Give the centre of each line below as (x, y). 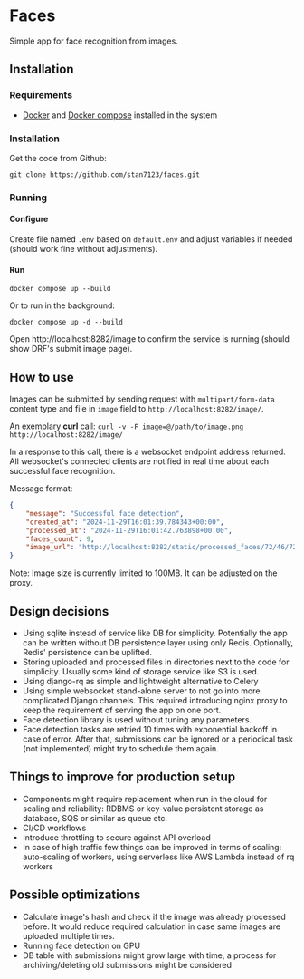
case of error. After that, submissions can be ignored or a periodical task (158, 739)
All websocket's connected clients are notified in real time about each (139, 461)
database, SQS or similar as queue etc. (95, 818)
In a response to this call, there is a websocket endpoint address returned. (148, 452)
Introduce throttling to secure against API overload (116, 837)
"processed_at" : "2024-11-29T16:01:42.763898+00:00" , (129, 530)
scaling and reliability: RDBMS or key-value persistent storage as (143, 809)
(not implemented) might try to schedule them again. (120, 748)
